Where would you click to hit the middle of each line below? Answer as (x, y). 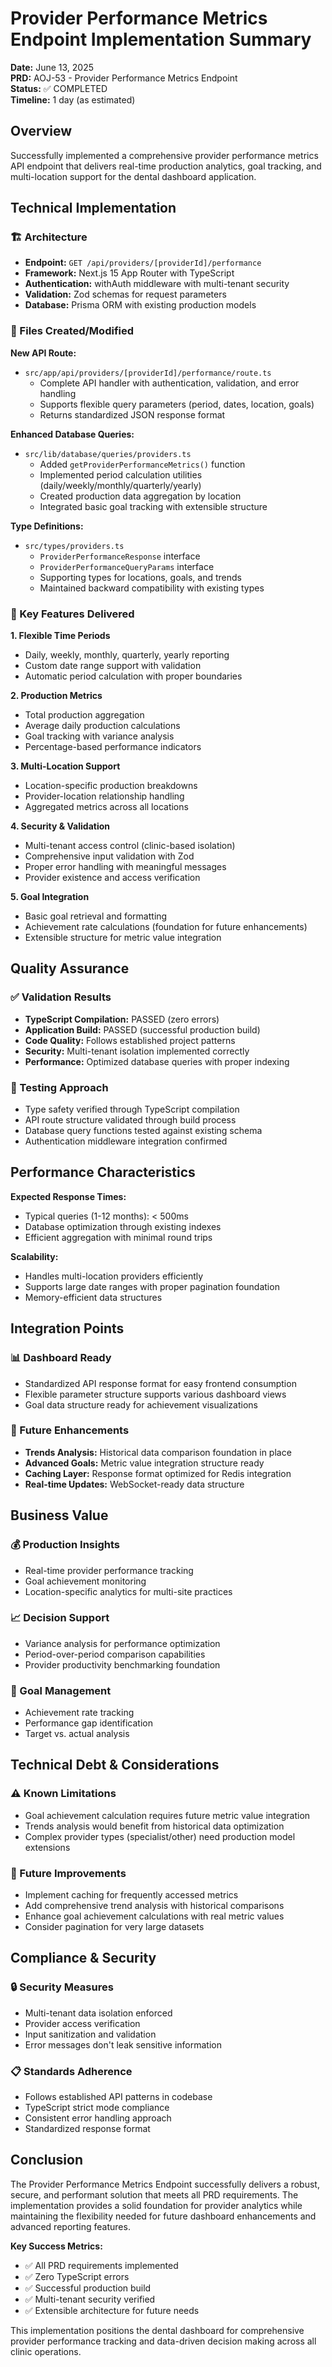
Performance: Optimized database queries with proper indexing (157, 1061)
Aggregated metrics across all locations (106, 807)
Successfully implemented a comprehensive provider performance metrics (164, 155)
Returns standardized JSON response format (132, 414)
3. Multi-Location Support (65, 766)
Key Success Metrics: (56, 2246)
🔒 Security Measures (62, 1987)
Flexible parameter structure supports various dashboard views (155, 1394)
